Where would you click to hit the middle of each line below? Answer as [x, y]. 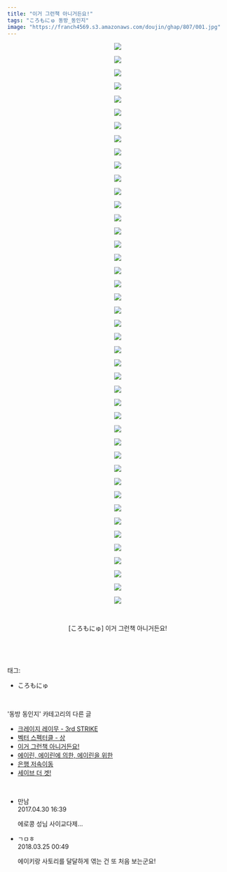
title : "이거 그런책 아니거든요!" [50, 14]
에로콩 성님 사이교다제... [50, 824]
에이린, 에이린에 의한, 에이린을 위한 [65, 755]
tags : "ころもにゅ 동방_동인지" [48, 20]
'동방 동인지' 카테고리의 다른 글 [49, 714]
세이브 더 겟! [34, 773]
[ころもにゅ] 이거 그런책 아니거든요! [118, 628]
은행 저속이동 [35, 764]
